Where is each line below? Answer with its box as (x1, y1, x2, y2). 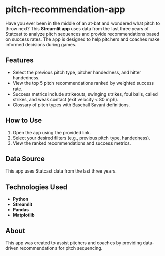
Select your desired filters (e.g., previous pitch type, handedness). (12, 135, 150, 141)
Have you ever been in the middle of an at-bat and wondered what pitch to (5, 20, 160, 26)
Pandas (12, 207, 29, 213)
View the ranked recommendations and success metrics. (12, 140, 131, 146)
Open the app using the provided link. (12, 129, 91, 135)
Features (5, 56, 34, 65)
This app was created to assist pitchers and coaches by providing (5, 240, 142, 246)
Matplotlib (12, 212, 35, 218)
